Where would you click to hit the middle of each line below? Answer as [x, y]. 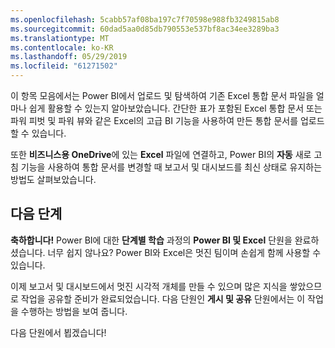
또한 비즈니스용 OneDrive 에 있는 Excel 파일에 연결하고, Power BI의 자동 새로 [161, 154]
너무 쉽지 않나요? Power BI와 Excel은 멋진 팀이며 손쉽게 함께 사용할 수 [184, 252]
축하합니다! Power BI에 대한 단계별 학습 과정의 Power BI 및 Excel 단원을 [151, 240]
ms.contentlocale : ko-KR [62, 47]
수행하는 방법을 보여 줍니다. [74, 311]
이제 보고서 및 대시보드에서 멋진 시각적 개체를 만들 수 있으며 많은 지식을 [149, 286]
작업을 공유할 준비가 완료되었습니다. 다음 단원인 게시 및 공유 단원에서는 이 [163, 298]
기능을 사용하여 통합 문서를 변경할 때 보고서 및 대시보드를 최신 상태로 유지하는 [171, 167]
